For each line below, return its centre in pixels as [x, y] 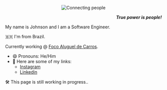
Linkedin [28, 72]
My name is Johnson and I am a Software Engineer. [58, 27]
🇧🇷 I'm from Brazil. [25, 37]
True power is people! [139, 17]
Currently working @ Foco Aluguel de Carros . [52, 46]
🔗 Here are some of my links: [42, 61]
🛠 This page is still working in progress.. [47, 82]
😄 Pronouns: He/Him [34, 56]
